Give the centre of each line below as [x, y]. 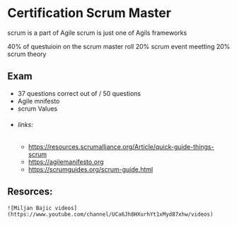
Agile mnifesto [39, 101]
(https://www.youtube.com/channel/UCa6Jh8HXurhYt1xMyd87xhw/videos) [110, 214]
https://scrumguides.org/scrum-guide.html [91, 169]
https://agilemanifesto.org [66, 162]
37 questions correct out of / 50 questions [79, 93]
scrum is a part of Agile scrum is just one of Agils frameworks [97, 33]
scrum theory [27, 54]
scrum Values [37, 109]
